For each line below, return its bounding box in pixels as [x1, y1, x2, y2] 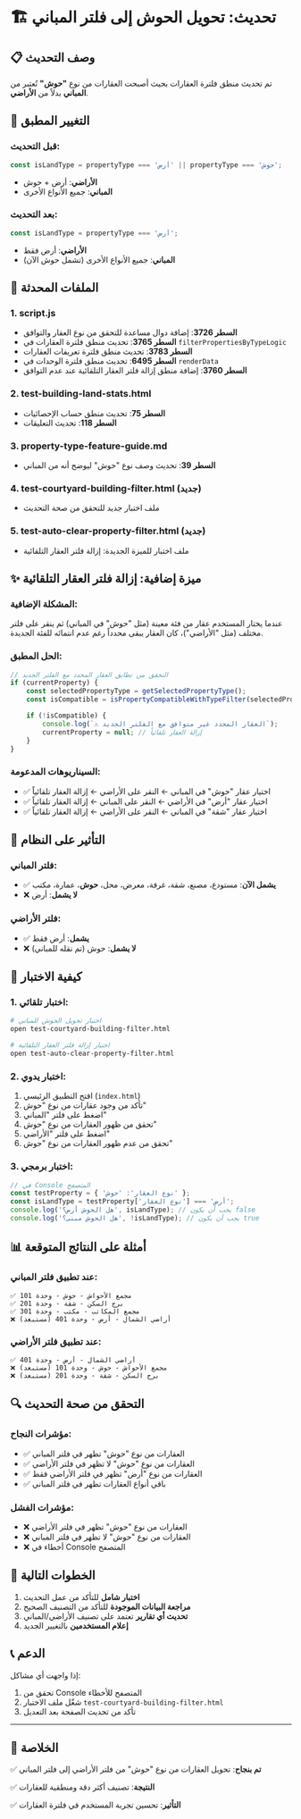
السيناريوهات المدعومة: [10, 766, 101, 778]
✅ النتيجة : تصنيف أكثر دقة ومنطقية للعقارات [10, 1781, 155, 1792]
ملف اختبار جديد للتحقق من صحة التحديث [22, 502, 160, 514]
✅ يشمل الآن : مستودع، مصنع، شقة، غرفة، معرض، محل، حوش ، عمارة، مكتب [22, 879, 276, 890]
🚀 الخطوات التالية [10, 1568, 96, 1583]
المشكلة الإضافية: [10, 598, 79, 610]
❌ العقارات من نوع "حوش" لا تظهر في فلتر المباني [22, 1531, 191, 1542]
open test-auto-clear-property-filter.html [10, 1049, 175, 1059]
